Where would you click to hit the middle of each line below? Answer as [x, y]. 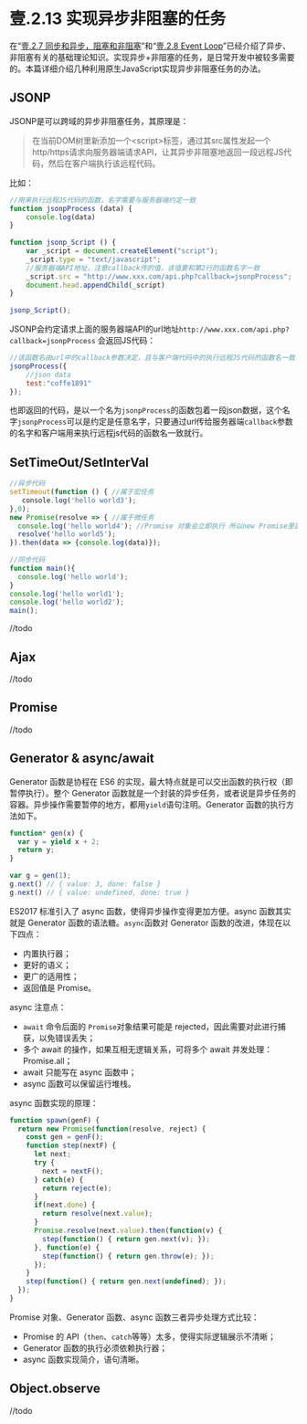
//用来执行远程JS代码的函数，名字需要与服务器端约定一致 [103, 200]
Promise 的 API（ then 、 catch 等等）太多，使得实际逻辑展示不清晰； [149, 1336]
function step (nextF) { [71, 1146]
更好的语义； [47, 965]
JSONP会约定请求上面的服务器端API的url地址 [95, 329]
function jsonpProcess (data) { [71, 208]
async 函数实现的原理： [54, 1102]
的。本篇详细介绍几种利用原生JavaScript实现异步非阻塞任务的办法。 [138, 69]
